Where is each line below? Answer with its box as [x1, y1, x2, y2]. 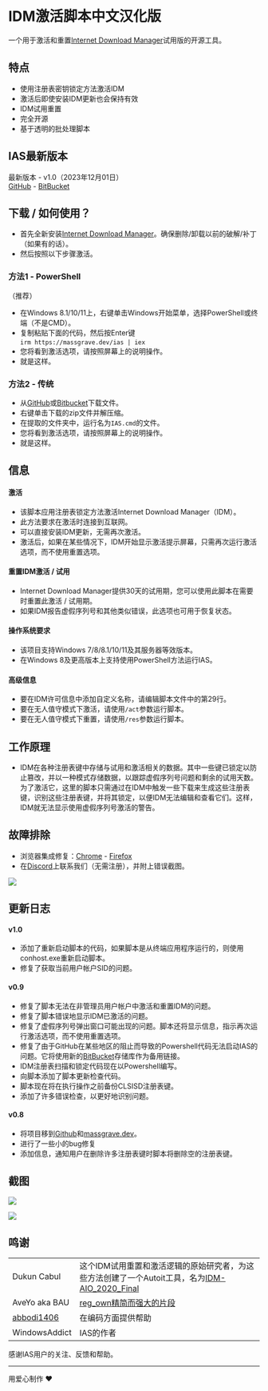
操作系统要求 [8, 626, 50, 635]
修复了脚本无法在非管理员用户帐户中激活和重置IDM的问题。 [19, 1001, 215, 1011]
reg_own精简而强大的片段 [79, 1297, 175, 1309]
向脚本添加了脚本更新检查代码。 [19, 1071, 125, 1080]
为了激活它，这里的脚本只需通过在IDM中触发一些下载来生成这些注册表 [19, 782, 250, 792]
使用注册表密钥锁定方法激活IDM [19, 83, 125, 93]
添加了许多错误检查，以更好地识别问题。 [19, 1091, 153, 1100]
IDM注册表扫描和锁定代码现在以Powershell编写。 [19, 1061, 182, 1071]
